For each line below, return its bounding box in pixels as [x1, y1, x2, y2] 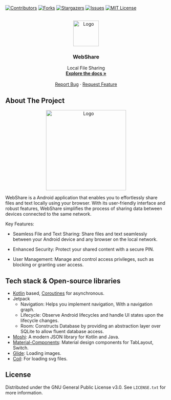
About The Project [5, 96, 65, 105]
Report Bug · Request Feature [55, 81, 117, 87]
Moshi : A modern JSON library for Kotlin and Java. [12, 334, 119, 340]
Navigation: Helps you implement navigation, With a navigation [20, 301, 153, 307]
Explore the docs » [66, 70, 106, 77]
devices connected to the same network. [5, 211, 92, 217]
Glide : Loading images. [12, 350, 61, 356]
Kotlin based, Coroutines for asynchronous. [12, 290, 105, 296]
